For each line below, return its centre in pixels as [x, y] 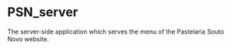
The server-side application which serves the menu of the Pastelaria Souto [116, 31]
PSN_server [43, 12]
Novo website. [28, 38]
